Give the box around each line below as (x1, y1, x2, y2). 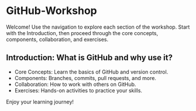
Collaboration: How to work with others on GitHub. (14, 81, 136, 88)
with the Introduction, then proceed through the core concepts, (6, 29, 159, 36)
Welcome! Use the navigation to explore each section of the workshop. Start (6, 23, 190, 30)
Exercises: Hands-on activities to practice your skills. (14, 86, 142, 94)
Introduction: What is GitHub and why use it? (6, 53, 173, 63)
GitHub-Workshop (6, 4, 98, 18)
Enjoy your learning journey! (6, 98, 74, 105)
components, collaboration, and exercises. (6, 36, 109, 43)
